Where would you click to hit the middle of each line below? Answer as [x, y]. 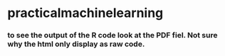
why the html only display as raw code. [76, 44]
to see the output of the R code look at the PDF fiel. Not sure [112, 35]
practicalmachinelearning [85, 13]
